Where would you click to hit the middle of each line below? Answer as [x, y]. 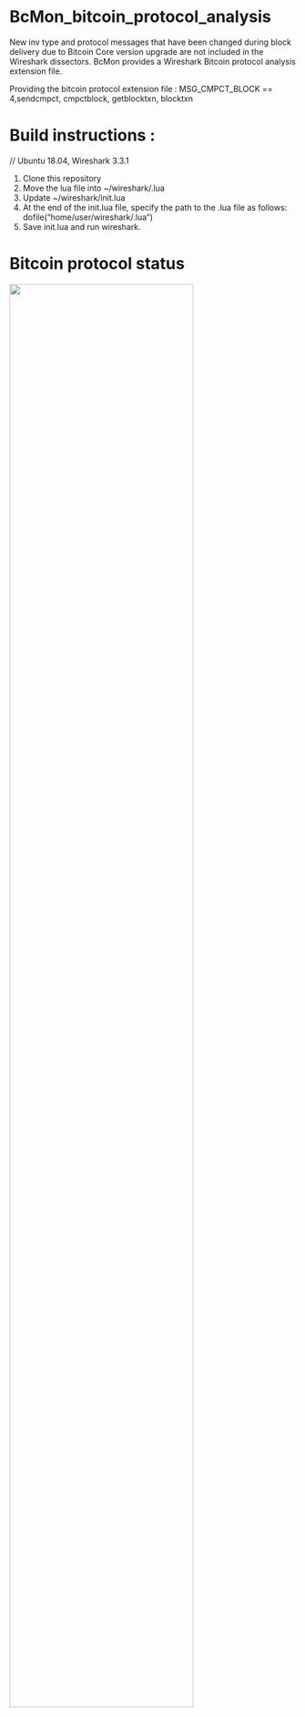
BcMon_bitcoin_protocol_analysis [140, 17]
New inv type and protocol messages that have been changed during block [150, 42]
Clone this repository [62, 178]
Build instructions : [82, 135]
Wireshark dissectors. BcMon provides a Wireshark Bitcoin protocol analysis [152, 61]
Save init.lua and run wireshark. [81, 226]
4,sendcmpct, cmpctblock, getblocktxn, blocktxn [102, 99]
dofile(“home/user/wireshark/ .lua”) [87, 217]
